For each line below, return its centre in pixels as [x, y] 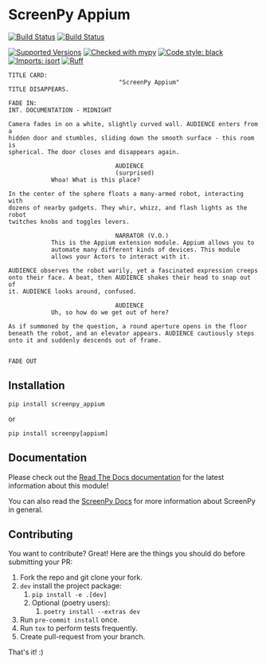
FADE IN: [23, 103]
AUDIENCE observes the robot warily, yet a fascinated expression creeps [133, 270]
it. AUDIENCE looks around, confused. [72, 291]
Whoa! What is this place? [96, 180]
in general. [26, 509]
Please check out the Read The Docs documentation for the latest [116, 477]
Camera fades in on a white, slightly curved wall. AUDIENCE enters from [133, 124]
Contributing [41, 534]
